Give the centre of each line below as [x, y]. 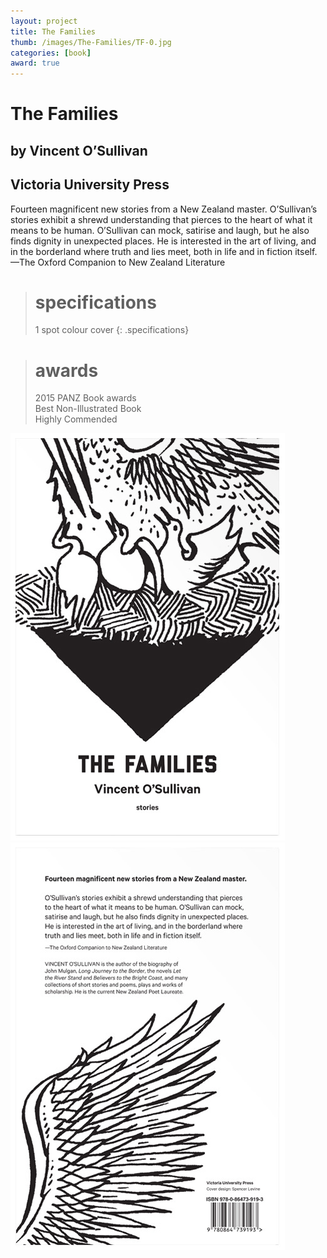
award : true [35, 63]
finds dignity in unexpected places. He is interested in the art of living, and [163, 241]
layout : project [44, 21]
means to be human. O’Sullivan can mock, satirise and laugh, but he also [160, 230]
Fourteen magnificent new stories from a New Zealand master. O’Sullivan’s [164, 209]
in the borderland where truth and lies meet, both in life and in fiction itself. [164, 251]
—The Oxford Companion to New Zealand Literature [118, 262]
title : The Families [53, 31]
